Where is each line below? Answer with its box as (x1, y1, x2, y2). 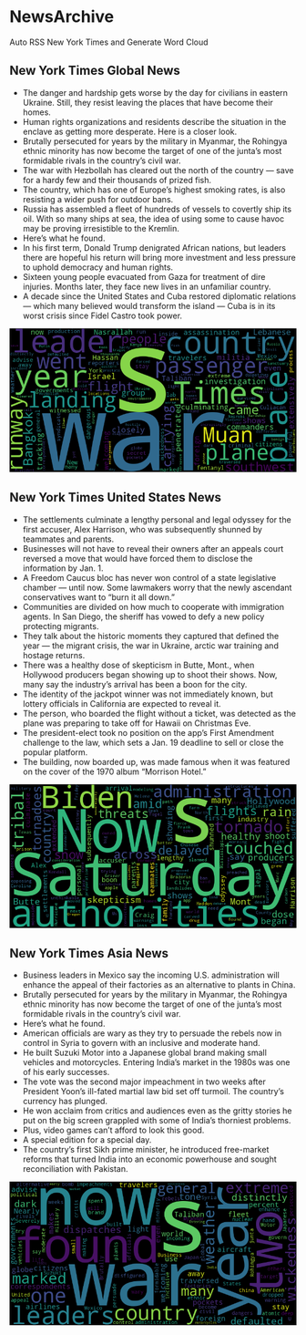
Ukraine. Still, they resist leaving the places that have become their (22, 97, 273, 108)
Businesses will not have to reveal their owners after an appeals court (22, 543, 284, 554)
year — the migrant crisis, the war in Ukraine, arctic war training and (22, 640, 280, 651)
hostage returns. (22, 649, 86, 660)
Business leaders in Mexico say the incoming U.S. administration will (22, 969, 280, 981)
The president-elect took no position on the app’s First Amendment (22, 727, 275, 738)
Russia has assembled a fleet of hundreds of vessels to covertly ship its (22, 203, 292, 214)
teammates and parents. (22, 533, 115, 544)
